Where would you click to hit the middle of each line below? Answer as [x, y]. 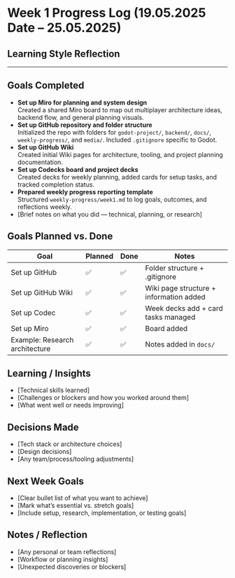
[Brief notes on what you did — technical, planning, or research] [110, 214]
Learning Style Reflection [64, 54]
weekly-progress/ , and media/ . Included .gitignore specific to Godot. [117, 140]
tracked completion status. [56, 184]
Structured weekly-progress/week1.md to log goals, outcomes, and [112, 199]
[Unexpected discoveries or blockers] [72, 567]
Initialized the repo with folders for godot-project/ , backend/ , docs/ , [114, 132]
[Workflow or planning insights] [63, 559]
